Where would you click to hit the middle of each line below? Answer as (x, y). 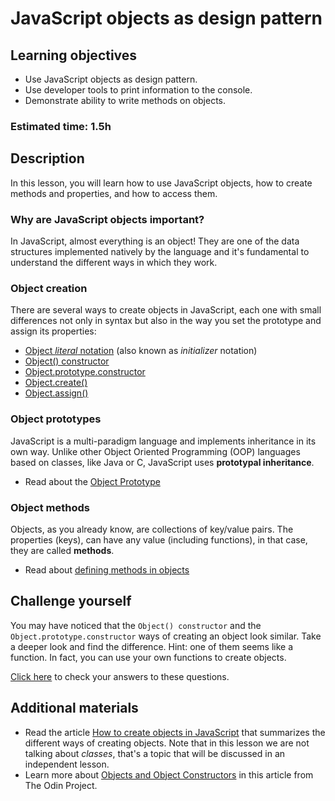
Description (47, 158)
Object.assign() (56, 393)
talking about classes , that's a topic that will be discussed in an (155, 753)
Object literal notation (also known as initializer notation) (141, 351)
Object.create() (56, 383)
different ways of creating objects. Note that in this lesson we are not (167, 743)
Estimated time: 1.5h (61, 126)
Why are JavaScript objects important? (107, 219)
